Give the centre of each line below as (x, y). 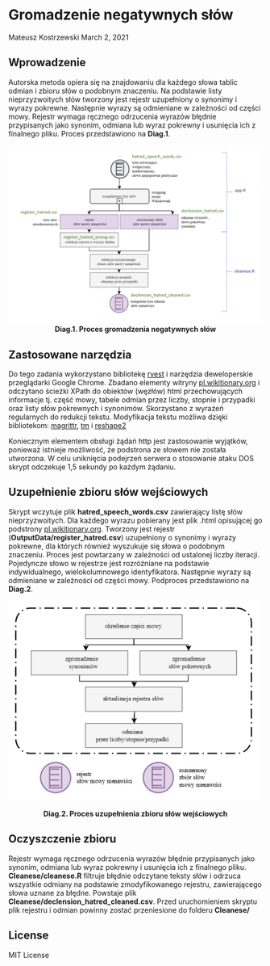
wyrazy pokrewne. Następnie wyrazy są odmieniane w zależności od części (135, 107)
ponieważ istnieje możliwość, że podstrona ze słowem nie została (117, 449)
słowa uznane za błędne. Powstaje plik (73, 892)
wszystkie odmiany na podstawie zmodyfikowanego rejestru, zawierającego (135, 884)
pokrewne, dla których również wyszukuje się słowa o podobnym (117, 546)
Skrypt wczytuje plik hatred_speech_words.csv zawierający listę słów (126, 511)
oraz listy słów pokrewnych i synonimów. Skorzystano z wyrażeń (116, 408)
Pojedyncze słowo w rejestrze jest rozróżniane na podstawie (109, 563)
